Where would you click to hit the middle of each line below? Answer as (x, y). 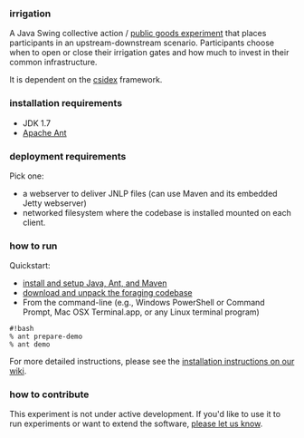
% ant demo (30, 345)
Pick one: (27, 176)
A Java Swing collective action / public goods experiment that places (138, 34)
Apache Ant (44, 132)
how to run (33, 246)
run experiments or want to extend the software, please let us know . (136, 423)
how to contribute (49, 394)
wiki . (18, 371)
